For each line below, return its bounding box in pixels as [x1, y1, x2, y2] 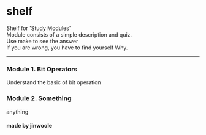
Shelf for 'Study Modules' [6, 24, 71, 32]
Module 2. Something [6, 94, 72, 103]
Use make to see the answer [6, 37, 78, 45]
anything [6, 108, 29, 115]
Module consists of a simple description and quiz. [6, 31, 132, 38]
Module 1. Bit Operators [6, 65, 78, 73]
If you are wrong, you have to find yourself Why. [6, 44, 128, 51]
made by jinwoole [6, 122, 53, 130]
